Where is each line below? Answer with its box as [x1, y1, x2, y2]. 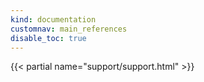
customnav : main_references [10, 24, 128, 34]
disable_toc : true [10, 33, 87, 43]
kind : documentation [10, 14, 97, 25]
